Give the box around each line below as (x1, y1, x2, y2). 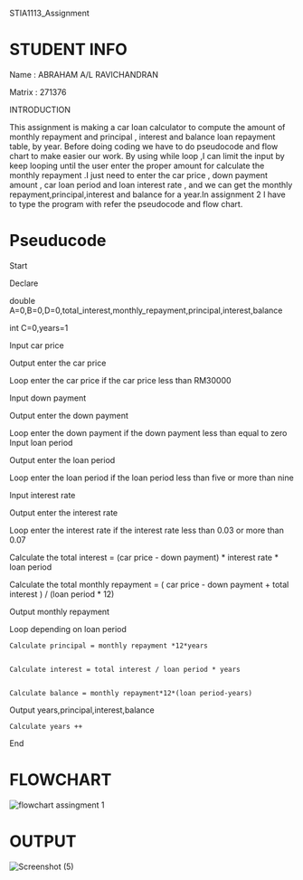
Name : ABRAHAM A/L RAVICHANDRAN (9, 69, 158, 80)
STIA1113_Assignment (9, 8, 90, 18)
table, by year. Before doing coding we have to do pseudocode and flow (9, 140, 279, 152)
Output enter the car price (9, 357, 107, 368)
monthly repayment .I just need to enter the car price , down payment (9, 169, 269, 180)
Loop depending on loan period (9, 623, 127, 634)
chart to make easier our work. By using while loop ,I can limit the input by (9, 150, 285, 161)
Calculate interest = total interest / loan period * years (9, 665, 241, 674)
